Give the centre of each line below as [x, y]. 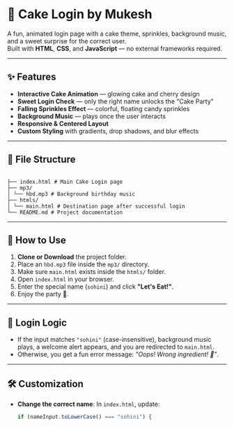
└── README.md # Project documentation [65, 212]
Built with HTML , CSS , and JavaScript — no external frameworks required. [115, 48]
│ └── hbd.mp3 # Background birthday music [71, 194]
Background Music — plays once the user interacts [91, 116]
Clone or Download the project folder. [72, 257]
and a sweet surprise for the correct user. [67, 41]
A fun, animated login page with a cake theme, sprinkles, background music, [117, 34]
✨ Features [32, 77]
